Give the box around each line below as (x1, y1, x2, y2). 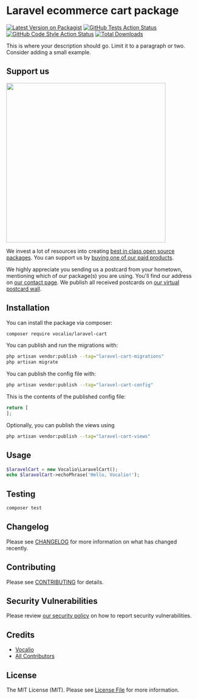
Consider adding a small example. (6, 48, 91, 55)
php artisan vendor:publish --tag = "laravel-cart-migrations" (6, 353, 165, 360)
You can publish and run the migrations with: (6, 342, 118, 349)
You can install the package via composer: (6, 319, 112, 326)
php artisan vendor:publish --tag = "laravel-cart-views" (6, 433, 151, 439)
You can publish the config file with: (6, 370, 96, 378)
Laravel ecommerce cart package (6, 4, 179, 18)
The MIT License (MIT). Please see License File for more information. (6, 686, 179, 694)
